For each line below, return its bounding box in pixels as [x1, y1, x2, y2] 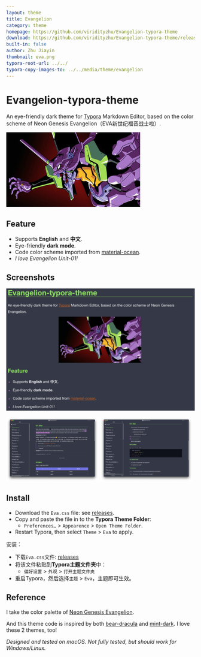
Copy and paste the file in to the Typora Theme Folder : [14, 516, 151, 523]
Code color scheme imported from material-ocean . [14, 249, 141, 256]
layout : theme [6, 10, 42, 16]
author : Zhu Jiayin [6, 48, 55, 54]
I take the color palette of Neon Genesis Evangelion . [6, 608, 135, 616]
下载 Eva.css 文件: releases [14, 553, 79, 560]
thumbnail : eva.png [6, 54, 55, 60]
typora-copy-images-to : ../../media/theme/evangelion [6, 67, 144, 73]
